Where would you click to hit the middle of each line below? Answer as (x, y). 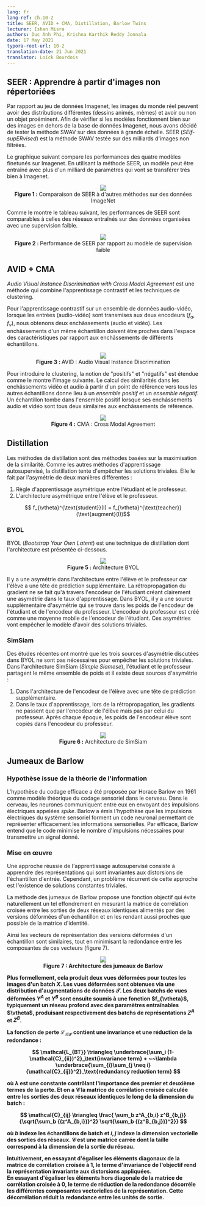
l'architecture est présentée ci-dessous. (57, 549)
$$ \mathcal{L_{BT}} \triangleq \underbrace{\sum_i (99, 1052)
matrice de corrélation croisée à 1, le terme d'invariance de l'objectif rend (102, 1165)
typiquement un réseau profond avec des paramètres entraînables (93, 1005)
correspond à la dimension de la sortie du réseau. (71, 1147)
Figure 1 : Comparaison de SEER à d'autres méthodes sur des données (103, 194)
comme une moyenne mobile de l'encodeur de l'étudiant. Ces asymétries (99, 618)
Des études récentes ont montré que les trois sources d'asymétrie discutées (103, 654)
